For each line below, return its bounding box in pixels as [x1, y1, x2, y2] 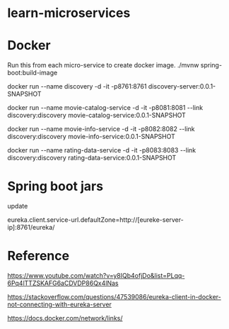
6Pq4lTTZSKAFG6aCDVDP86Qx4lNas [7, 279, 119, 287]
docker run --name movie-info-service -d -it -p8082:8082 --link [7, 125, 196, 133]
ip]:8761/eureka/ [7, 223, 55, 232]
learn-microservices [7, 5, 131, 21]
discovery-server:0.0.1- [148, 82, 216, 91]
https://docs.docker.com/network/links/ [7, 314, 123, 322]
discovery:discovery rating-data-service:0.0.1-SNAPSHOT [7, 154, 177, 162]
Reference [7, 248, 69, 264]
